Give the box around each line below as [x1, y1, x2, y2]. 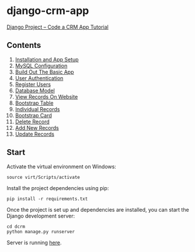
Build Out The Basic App [15, 68, 74, 75]
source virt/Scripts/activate [6, 174, 81, 180]
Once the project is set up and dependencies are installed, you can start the [6, 206, 189, 213]
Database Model [15, 87, 55, 94]
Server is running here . [6, 239, 62, 246]
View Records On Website [15, 93, 78, 100]
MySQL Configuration [15, 62, 68, 69]
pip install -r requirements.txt [6, 196, 88, 202]
